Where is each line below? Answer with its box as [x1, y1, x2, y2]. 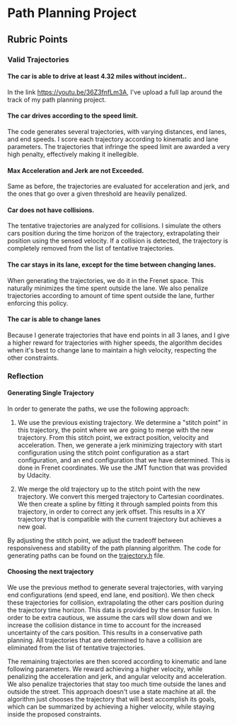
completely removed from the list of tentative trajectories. [7, 244, 175, 253]
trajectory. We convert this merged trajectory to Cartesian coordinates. [17, 492, 224, 501]
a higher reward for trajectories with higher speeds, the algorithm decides [7, 338, 223, 347]
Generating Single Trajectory [7, 389, 94, 397]
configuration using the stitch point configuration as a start [17, 448, 190, 457]
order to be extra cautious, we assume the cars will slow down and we [7, 614, 212, 622]
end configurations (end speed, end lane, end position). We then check [7, 591, 215, 599]
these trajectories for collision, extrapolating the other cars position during [7, 598, 224, 607]
